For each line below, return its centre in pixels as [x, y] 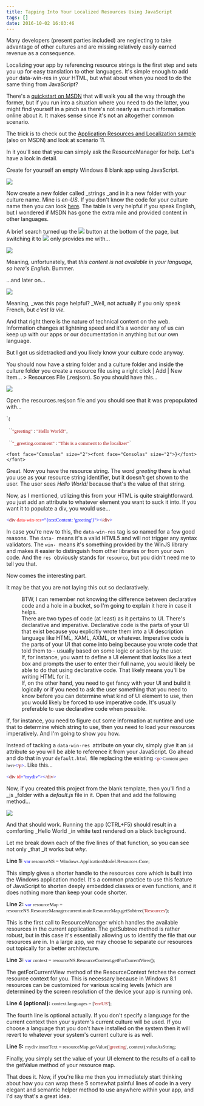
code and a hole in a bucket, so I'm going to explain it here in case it [107, 606]
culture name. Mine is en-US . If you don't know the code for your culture [97, 200]
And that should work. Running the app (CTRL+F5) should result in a [92, 825]
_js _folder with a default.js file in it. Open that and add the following [91, 795]
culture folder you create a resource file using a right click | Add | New [94, 371]
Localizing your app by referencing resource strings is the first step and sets [102, 65]
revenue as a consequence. [41, 53]
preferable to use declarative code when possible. [84, 709]
